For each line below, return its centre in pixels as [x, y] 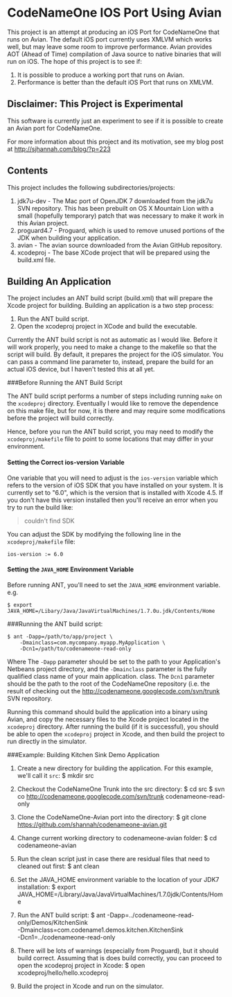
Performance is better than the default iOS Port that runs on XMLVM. [115, 82]
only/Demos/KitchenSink [52, 922]
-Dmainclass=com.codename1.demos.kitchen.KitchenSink [100, 930]
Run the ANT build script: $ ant [61, 915]
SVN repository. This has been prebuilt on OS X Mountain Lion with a [115, 208]
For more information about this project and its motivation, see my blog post [115, 141]
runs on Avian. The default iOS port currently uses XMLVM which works [110, 39]
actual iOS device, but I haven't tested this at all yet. [81, 370]
